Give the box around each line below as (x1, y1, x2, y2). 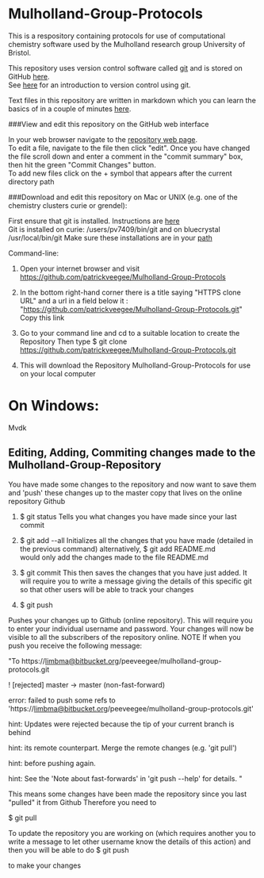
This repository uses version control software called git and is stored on (8, 63, 243, 72)
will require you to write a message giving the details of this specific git (19, 576, 252, 586)
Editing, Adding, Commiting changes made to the (8, 446, 256, 460)
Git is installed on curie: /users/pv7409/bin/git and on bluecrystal (8, 224, 220, 234)
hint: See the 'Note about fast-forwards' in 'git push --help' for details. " (8, 773, 243, 783)
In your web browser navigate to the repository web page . (8, 134, 198, 144)
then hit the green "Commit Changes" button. (8, 160, 156, 169)
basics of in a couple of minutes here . (8, 104, 132, 114)
